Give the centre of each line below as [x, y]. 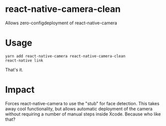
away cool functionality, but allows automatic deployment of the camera [79, 109]
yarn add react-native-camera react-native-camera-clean [65, 56]
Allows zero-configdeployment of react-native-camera [61, 23]
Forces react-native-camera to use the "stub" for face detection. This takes [83, 103]
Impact [20, 90]
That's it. [14, 69]
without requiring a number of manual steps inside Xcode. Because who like [83, 114]
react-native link [24, 61]
